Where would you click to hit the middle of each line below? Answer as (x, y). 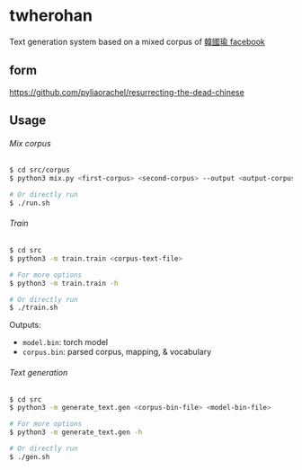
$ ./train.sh (34, 308)
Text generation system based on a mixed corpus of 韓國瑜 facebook (137, 41)
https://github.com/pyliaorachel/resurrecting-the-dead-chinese (127, 92)
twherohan (51, 16)
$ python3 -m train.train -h (64, 283)
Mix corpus (30, 143)
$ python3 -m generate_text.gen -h (76, 432)
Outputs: (26, 325)
